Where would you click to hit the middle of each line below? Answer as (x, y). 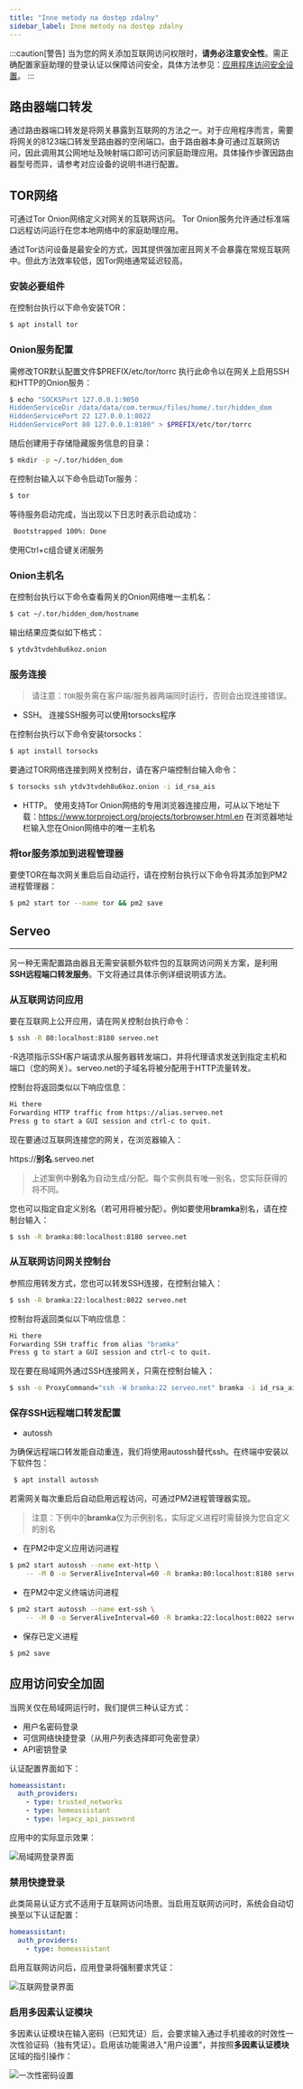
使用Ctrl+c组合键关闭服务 (56, 550)
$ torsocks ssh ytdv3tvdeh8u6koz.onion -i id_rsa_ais (113, 786)
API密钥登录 (45, 1749)
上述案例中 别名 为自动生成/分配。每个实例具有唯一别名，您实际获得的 (159, 1178)
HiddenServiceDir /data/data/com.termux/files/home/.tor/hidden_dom (141, 408)
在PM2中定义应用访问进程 (70, 1548)
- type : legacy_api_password (80, 1819)
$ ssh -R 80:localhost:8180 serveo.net (84, 1039)
